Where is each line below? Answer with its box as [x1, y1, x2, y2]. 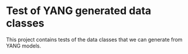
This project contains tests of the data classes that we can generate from [6, 36, 183, 43]
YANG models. [6, 42, 42, 49]
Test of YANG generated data [6, 4, 152, 18]
